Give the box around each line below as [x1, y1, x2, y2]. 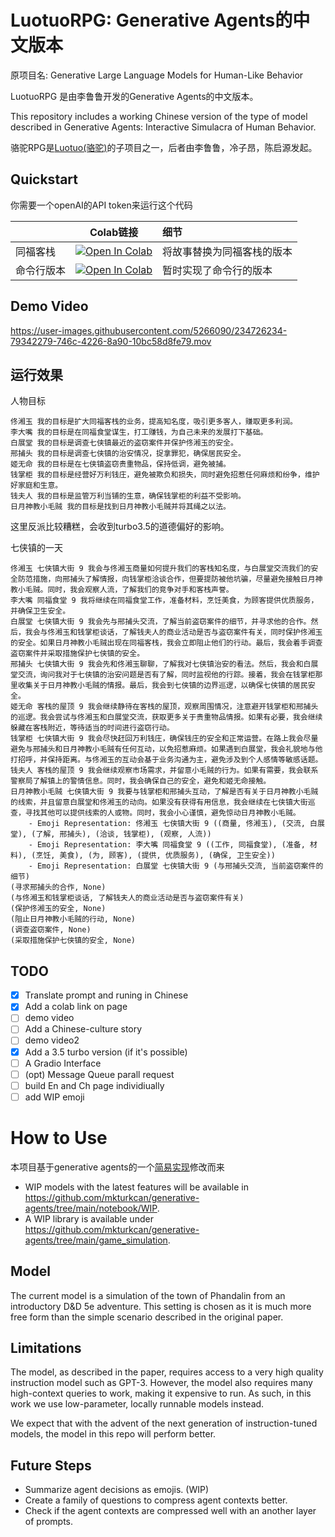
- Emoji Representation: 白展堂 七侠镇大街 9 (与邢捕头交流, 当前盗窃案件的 [28, 861, 324, 871]
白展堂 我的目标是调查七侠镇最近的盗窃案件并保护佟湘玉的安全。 [10, 438, 238, 448]
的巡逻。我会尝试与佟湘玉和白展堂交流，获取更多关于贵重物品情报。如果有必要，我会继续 [10, 712, 323, 723]
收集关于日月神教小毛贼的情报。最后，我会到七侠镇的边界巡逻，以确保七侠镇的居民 [17, 681, 308, 691]
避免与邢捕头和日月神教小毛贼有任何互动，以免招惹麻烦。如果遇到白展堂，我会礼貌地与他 [10, 744, 323, 755]
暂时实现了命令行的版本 [162, 263, 273, 277]
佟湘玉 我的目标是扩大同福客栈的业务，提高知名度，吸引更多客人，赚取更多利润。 [10, 417, 298, 427]
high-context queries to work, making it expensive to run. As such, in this [10, 1387, 312, 1400]
